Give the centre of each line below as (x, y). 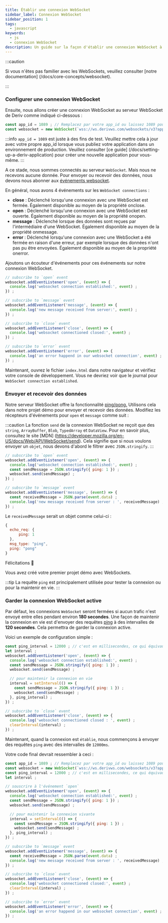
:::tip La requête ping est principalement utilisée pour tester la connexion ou (83, 582)
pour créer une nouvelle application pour (97, 155)
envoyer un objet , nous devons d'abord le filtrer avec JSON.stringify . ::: (79, 446)
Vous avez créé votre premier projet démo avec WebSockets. (68, 573)
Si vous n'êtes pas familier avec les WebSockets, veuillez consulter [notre (81, 71)
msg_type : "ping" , (29, 544)
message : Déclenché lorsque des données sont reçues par (74, 221)
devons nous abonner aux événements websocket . (58, 180)
